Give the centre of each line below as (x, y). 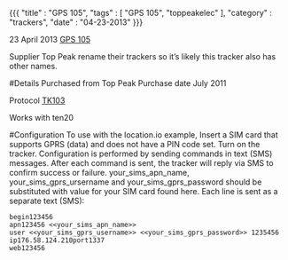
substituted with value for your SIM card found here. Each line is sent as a (144, 191)
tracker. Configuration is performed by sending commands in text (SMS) (141, 154)
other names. (33, 66)
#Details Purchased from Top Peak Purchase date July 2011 (118, 83)
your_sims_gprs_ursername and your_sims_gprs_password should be (136, 182)
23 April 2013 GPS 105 (50, 39)
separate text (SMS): (47, 201)
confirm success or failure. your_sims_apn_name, (100, 173)
